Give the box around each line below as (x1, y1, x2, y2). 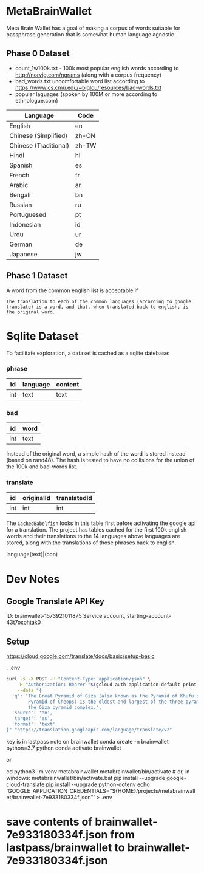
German (9, 240, 32, 248)
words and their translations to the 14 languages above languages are (6, 533, 180, 540)
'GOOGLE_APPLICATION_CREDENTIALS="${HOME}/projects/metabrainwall (6, 787, 195, 794)
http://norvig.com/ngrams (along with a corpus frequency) (15, 71, 162, 78)
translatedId (56, 494, 92, 502)
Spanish (9, 161, 33, 169)
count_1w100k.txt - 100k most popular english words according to (15, 64, 179, 72)
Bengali (9, 190, 31, 199)
